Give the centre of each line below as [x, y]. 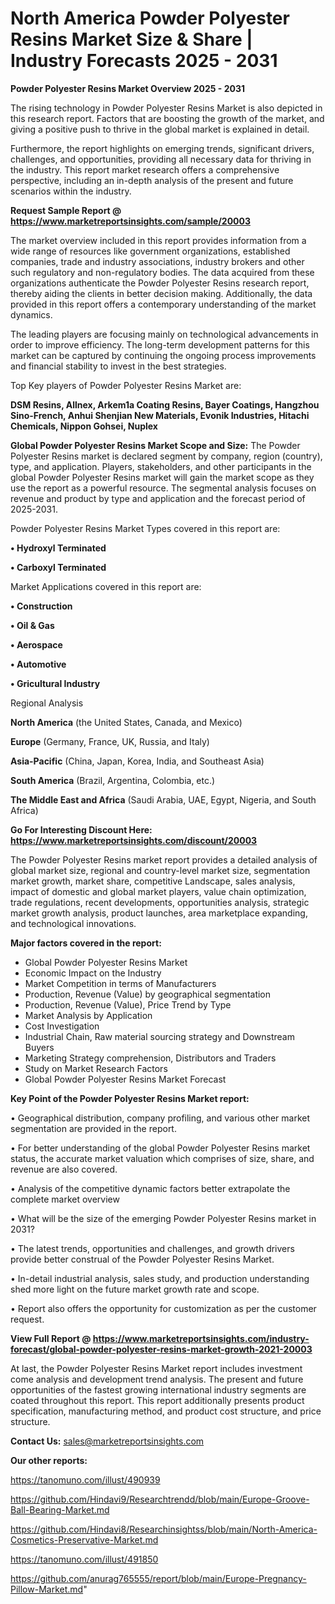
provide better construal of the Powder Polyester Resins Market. [142, 1259]
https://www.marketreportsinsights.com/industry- [201, 1338]
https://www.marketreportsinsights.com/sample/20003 [131, 221]
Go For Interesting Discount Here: [81, 829]
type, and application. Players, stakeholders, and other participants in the [161, 466]
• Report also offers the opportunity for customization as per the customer [163, 1308]
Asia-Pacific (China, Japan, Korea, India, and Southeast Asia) [137, 761]
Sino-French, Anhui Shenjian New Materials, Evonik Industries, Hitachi [160, 415]
